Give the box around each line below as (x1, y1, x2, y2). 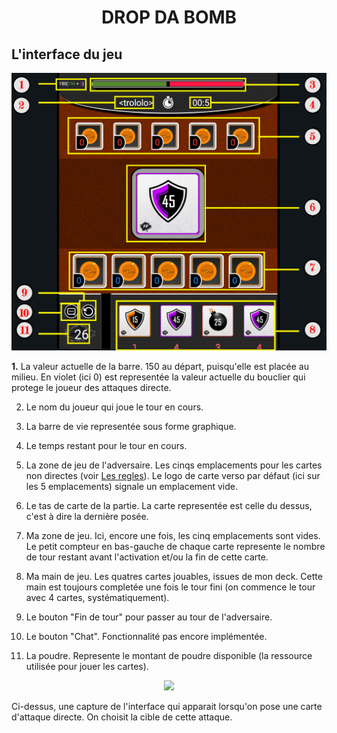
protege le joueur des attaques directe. (11, 382, 172, 394)
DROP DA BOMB (100, 6, 238, 29)
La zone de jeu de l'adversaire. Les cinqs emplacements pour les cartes (25, 459, 323, 471)
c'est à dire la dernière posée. (25, 511, 149, 523)
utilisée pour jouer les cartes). (25, 661, 149, 673)
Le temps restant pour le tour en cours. (25, 440, 188, 452)
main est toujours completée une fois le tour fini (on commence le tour (25, 581, 316, 593)
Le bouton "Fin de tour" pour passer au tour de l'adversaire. (25, 611, 273, 623)
